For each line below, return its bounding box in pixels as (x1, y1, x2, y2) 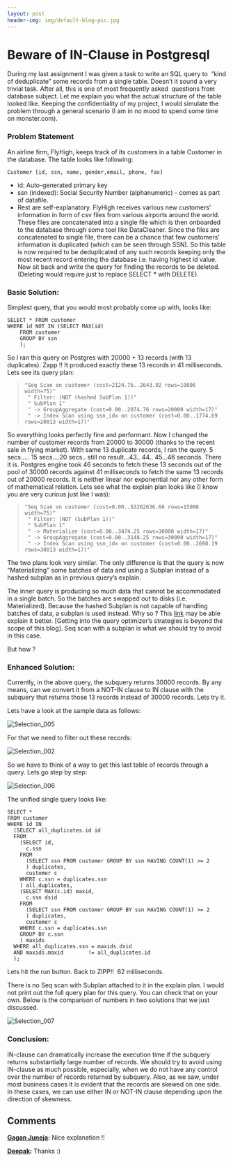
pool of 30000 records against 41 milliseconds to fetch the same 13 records (7, 468, 224, 476)
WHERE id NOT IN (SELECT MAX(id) (7, 323, 104, 330)
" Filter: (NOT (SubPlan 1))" (27, 516, 115, 523)
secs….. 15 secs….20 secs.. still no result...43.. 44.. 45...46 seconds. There (7, 453, 222, 462)
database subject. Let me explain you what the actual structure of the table (7, 92, 223, 101)
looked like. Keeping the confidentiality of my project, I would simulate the (7, 99, 219, 108)
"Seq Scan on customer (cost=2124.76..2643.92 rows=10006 (24, 382, 196, 389)
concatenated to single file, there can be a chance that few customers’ (17, 233, 220, 241)
